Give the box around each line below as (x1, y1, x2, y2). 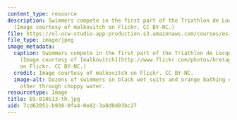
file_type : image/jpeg (7, 37, 74, 44)
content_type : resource (7, 10, 78, 18)
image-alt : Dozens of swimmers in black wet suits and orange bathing (13, 76, 226, 83)
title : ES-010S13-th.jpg (7, 96, 80, 103)
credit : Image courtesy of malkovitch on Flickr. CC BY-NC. (13, 69, 194, 76)
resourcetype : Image (7, 89, 68, 96)
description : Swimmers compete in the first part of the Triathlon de (7, 17, 219, 24)
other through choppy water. (20, 83, 106, 90)
